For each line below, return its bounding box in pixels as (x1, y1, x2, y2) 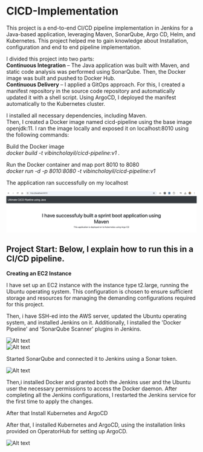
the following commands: (6, 131, 69, 138)
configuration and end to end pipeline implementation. (6, 44, 141, 51)
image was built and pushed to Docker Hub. (6, 74, 116, 82)
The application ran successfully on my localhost (6, 179, 129, 186)
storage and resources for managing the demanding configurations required (6, 294, 196, 302)
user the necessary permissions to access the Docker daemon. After (6, 385, 178, 392)
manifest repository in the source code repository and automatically (6, 87, 175, 94)
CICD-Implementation (6, 4, 119, 18)
